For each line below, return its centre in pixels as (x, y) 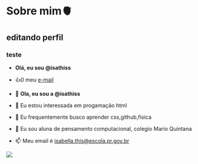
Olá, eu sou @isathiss (43, 68)
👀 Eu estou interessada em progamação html (71, 105)
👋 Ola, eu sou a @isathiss (48, 93)
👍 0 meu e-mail (34, 80)
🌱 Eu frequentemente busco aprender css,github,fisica (83, 117)
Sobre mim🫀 (39, 11)
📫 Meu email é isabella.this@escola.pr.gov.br (72, 140)
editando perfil (35, 37)
